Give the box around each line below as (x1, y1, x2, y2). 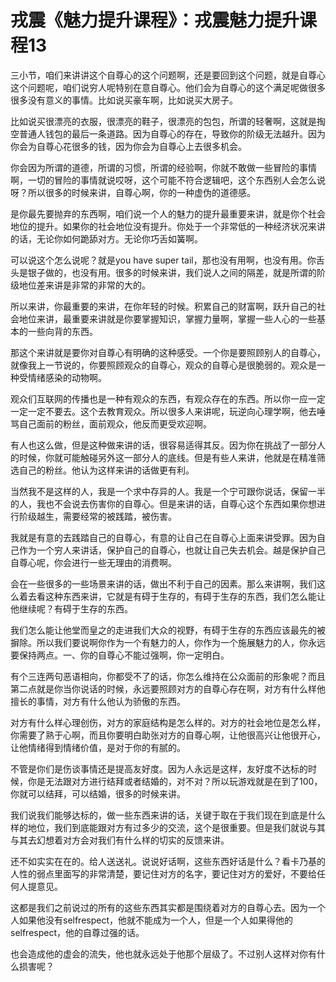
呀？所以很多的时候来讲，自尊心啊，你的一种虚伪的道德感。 (10, 186, 256, 198)
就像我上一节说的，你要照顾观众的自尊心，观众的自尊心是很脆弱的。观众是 (10, 359, 317, 371)
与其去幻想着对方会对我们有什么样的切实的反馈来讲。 (10, 834, 230, 846)
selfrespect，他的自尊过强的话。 (10, 926, 145, 938)
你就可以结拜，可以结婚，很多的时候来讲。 (10, 787, 186, 800)
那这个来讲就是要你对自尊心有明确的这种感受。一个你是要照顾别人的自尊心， (10, 346, 326, 358)
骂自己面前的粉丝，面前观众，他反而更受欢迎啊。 (10, 417, 212, 430)
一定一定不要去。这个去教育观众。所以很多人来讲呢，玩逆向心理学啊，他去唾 (10, 405, 326, 417)
